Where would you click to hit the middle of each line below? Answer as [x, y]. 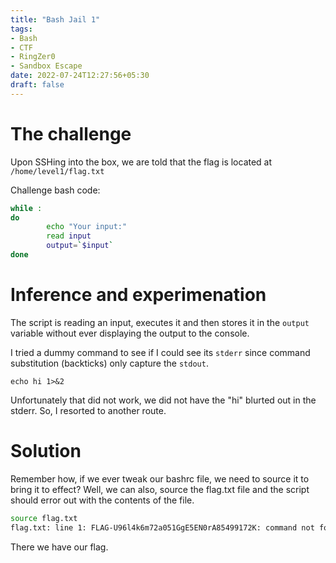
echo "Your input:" [87, 227]
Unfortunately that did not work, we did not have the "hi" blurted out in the [163, 400]
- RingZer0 [33, 57]
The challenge [71, 133]
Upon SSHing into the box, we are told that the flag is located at [141, 162]
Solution [46, 451]
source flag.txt [44, 518]
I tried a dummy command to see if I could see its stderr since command [160, 352]
